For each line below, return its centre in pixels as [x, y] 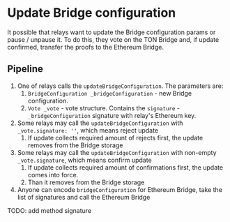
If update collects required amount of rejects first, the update [115, 138]
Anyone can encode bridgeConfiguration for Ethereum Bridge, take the [120, 189]
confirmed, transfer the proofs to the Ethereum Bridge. [85, 47]
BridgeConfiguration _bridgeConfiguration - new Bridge [110, 93]
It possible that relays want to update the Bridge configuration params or [112, 32]
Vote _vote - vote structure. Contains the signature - [103, 108]
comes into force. [53, 175]
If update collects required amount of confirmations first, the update [125, 167]
